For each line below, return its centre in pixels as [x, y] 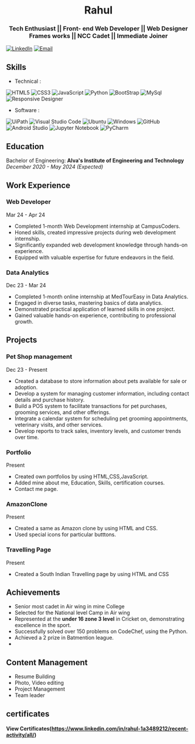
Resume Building [35, 676]
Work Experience [38, 185]
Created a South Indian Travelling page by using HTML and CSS [92, 574]
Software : [27, 110]
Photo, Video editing [39, 683]
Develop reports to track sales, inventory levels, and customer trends [98, 431]
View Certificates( [29, 729]
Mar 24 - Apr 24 [26, 214]
